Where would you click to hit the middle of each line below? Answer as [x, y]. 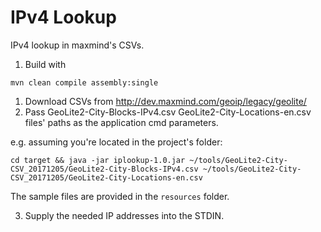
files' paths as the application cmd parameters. [121, 122]
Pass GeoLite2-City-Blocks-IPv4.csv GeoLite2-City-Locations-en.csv [168, 112]
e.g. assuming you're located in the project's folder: [116, 142]
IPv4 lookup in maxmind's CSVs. [77, 45]
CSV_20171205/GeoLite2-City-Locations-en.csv [106, 177]
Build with [45, 64]
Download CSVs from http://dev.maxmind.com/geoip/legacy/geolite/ [165, 101]
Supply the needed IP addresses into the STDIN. [124, 215]
